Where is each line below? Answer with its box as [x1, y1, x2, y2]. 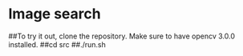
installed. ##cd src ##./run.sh [8, 39, 106, 49]
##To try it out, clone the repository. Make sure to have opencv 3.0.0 [8, 31, 235, 41]
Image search [8, 5, 102, 23]
